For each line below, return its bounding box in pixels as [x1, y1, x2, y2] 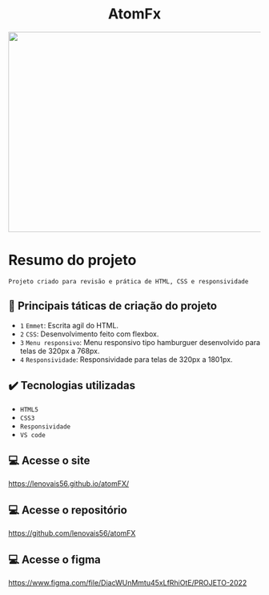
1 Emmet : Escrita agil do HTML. [19, 320, 118, 330]
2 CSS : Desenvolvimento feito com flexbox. [19, 329, 159, 339]
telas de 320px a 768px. [19, 346, 100, 356]
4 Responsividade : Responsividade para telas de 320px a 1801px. [19, 354, 233, 364]
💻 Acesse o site [8, 453, 90, 467]
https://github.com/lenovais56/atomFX [8, 529, 136, 538]
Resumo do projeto [8, 251, 137, 269]
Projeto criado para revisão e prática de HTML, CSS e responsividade [8, 277, 249, 285]
